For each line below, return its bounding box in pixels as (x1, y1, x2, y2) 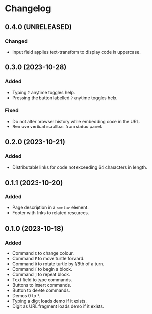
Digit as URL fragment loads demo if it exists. (12, 303, 104, 309)
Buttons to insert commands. (12, 282, 72, 288)
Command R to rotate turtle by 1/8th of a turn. (12, 261, 105, 267)
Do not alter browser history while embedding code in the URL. (12, 118, 141, 124)
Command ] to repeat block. (12, 271, 71, 277)
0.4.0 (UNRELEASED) (5, 23, 72, 31)
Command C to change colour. (12, 250, 74, 256)
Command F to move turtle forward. (12, 255, 85, 261)
